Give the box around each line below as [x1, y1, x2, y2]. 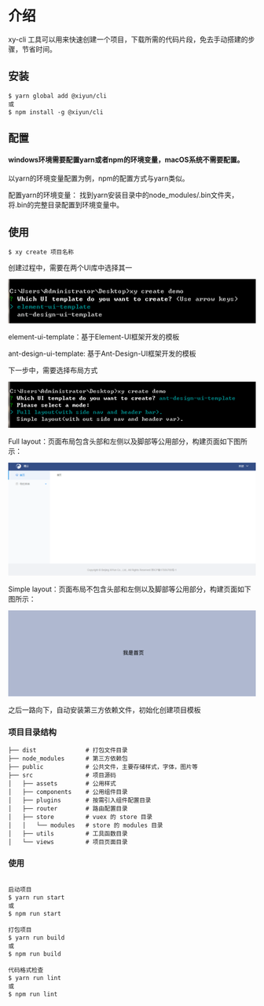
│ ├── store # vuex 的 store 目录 [8, 814, 153, 821]
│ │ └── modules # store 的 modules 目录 [8, 821, 163, 829]
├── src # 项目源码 [8, 771, 116, 780]
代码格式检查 [8, 966, 44, 974]
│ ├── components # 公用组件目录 [8, 788, 128, 796]
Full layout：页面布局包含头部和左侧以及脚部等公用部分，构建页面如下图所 [8, 437, 247, 446]
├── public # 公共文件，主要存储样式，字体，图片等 [8, 763, 198, 771]
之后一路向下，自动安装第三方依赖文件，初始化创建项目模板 [8, 705, 201, 715]
